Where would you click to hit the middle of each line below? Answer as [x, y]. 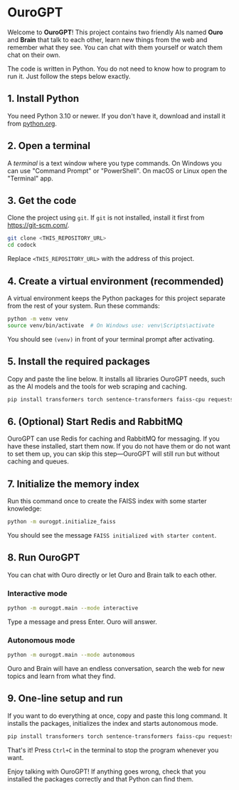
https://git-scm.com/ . [38, 225]
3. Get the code [42, 200]
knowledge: [25, 508]
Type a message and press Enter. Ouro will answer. [83, 622]
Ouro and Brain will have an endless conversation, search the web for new [116, 669]
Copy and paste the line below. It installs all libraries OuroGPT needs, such [116, 379]
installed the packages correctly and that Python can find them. [101, 779]
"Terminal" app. [30, 178]
